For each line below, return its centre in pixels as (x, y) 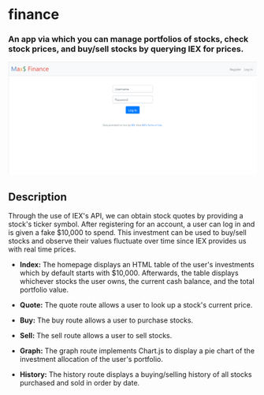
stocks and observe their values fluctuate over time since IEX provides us (127, 241)
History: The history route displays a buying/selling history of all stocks (136, 375)
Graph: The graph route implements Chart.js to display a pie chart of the (137, 351)
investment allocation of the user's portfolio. (91, 360)
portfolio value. (44, 290)
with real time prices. (42, 249)
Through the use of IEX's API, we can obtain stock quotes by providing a (126, 216)
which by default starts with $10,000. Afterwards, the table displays (129, 273)
